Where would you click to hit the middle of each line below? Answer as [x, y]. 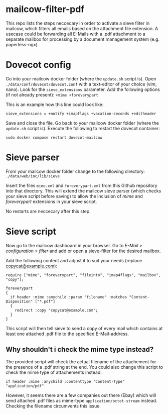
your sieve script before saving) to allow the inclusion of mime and [74, 196]
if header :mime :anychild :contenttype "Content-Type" [65, 381]
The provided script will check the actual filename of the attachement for [81, 361]
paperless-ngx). [22, 44]
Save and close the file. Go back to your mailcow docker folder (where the [82, 123]
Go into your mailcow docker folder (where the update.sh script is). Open [81, 78]
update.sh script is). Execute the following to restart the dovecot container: [83, 128]
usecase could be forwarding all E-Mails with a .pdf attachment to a [76, 34]
